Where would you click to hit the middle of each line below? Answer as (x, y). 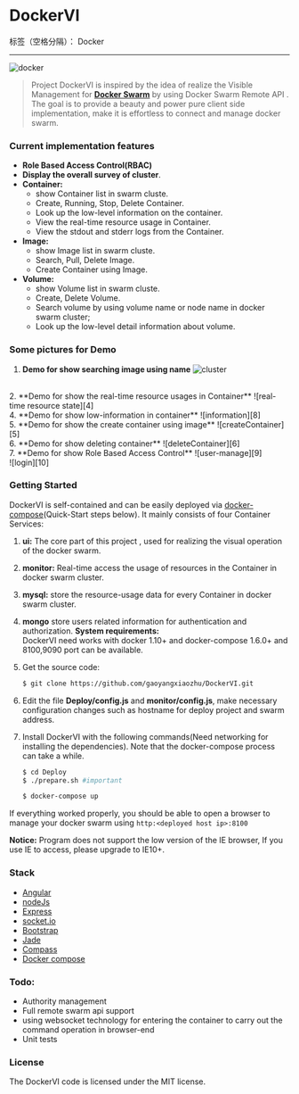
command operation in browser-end (88, 1029)
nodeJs (36, 901)
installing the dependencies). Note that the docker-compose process (149, 746)
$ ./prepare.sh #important (72, 780)
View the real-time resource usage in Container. (123, 222)
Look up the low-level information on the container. (129, 213)
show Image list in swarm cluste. (95, 251)
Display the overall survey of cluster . (92, 175)
